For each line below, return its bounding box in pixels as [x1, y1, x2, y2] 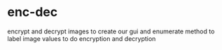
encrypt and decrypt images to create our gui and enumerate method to [7, 27, 215, 35]
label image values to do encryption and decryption [7, 34, 156, 42]
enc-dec [7, 4, 58, 20]
